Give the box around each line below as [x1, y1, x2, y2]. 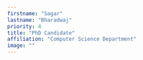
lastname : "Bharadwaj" [7, 17, 72, 23]
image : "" [7, 42, 36, 49]
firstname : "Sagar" [7, 10, 63, 17]
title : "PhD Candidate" [7, 29, 76, 37]
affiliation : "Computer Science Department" [7, 36, 137, 43]
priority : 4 [7, 23, 41, 30]
